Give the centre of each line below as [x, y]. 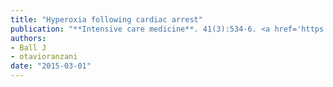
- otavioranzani [44, 57]
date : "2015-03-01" [51, 66]
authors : [28, 38]
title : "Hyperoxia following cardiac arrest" [106, 19]
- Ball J [28, 47]
